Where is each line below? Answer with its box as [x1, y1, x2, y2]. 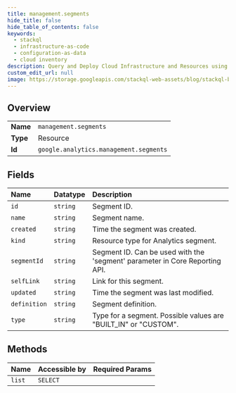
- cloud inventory [13, 56, 68, 63]
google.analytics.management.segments [37, 146, 168, 154]
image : [7, 75, 27, 83]
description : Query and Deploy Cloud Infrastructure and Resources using [7, 63, 228, 70]
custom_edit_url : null [7, 69, 74, 76]
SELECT [37, 376, 60, 384]
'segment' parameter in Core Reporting [92, 256, 221, 266]
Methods [7, 343, 48, 356]
